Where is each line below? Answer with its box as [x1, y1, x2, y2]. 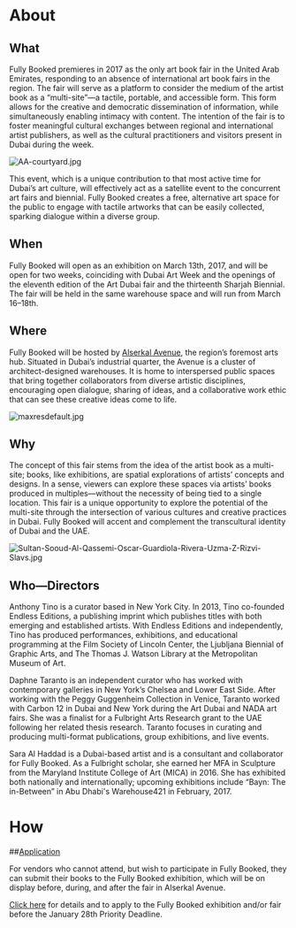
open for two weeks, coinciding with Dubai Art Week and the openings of [9, 269, 276, 280]
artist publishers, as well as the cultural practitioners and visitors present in [9, 130, 283, 140]
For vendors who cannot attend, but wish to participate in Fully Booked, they [9, 863, 287, 874]
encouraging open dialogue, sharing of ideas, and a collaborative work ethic [9, 384, 287, 395]
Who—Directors [9, 578, 100, 593]
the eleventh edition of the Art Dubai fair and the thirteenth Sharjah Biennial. [9, 279, 285, 289]
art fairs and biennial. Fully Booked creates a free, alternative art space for [9, 192, 280, 203]
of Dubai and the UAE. [9, 525, 90, 536]
